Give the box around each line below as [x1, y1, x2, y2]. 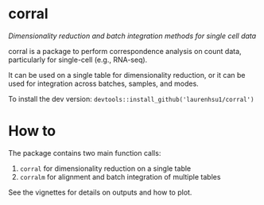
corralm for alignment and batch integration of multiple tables [19, 172, 221, 181]
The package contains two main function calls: [8, 148, 161, 157]
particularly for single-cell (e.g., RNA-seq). [8, 55, 148, 64]
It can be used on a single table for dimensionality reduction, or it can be [8, 70, 246, 79]
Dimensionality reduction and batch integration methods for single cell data [8, 31, 257, 41]
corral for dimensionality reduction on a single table [19, 164, 192, 173]
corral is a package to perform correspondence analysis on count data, [8, 46, 242, 56]
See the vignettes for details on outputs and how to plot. [8, 188, 192, 197]
